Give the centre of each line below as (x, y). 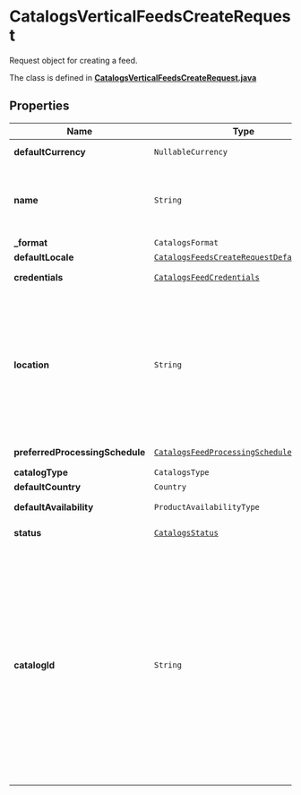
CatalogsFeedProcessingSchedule (223, 452)
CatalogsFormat (186, 242)
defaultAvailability (54, 506)
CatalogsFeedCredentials (206, 277)
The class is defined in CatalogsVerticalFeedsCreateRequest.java (133, 77)
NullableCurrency (191, 151)
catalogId (34, 665)
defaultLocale (44, 257)
